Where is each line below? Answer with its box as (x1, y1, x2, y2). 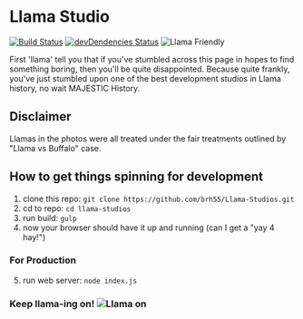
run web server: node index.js (22, 275, 138, 285)
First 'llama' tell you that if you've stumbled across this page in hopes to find (9, 53, 295, 64)
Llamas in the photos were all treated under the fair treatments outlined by (9, 133, 287, 144)
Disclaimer (9, 109, 72, 124)
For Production (9, 254, 77, 266)
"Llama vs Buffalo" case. (9, 142, 102, 153)
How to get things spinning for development (9, 169, 263, 185)
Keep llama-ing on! (9, 297, 95, 310)
